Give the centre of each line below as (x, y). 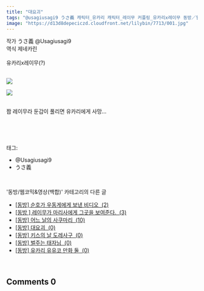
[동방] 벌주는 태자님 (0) (43, 243)
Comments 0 (31, 282)
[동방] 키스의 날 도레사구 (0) (49, 235)
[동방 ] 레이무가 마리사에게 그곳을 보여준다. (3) (71, 213)
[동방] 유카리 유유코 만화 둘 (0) (52, 250)
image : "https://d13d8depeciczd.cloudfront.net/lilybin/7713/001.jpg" (97, 23)
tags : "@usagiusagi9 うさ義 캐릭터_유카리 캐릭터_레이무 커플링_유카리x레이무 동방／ (101, 18)
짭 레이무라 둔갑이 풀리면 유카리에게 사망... (56, 111)
